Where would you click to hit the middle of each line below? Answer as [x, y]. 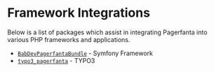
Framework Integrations [79, 13]
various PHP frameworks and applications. [69, 39]
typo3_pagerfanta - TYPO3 [56, 60]
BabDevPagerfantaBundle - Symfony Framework [85, 53]
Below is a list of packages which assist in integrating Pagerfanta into [107, 32]
